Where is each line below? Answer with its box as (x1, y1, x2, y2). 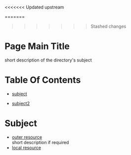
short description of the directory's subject (4, 57, 92, 63)
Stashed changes (90, 23, 127, 29)
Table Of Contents (4, 74, 81, 86)
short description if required (11, 139, 69, 145)
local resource (11, 145, 42, 151)
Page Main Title (4, 41, 70, 52)
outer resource (11, 134, 43, 140)
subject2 (11, 100, 30, 106)
